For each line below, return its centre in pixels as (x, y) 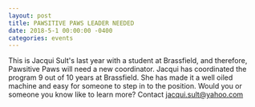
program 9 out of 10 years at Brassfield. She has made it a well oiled (121, 77)
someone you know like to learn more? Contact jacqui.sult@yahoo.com (126, 95)
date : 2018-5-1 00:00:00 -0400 (61, 30)
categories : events (41, 38)
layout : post (30, 16)
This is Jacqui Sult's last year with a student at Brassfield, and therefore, (128, 61)
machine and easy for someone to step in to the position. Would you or (125, 86)
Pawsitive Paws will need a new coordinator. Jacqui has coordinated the (127, 69)
